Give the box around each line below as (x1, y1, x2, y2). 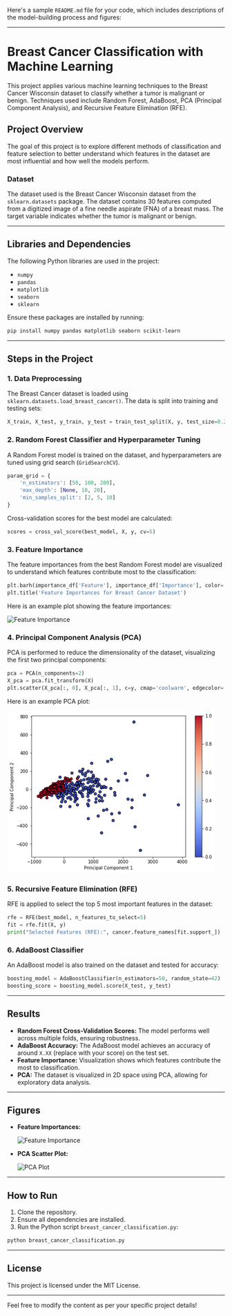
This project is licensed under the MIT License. (7, 1281, 141, 1289)
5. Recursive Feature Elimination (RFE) (7, 884, 138, 893)
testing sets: (7, 404, 43, 413)
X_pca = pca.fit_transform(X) (7, 677, 95, 684)
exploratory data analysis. (17, 1078, 91, 1086)
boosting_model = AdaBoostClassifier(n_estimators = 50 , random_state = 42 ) (7, 975, 221, 982)
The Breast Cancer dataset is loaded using (7, 389, 129, 398)
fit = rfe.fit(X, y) (7, 921, 67, 928)
